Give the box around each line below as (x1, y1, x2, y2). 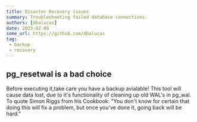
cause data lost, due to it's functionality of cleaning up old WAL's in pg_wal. (6, 91, 192, 98)
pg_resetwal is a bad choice (6, 69, 112, 79)
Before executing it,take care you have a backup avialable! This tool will (6, 85, 182, 92)
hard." (6, 110, 21, 117)
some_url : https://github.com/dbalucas (6, 31, 105, 37)
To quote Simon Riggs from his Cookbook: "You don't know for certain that (6, 97, 190, 104)
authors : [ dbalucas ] (6, 20, 58, 25)
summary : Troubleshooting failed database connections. (6, 14, 148, 20)
